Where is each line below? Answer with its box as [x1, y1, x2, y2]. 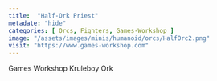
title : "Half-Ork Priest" [8, 11, 99, 20]
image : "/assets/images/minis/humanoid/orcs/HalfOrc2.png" [8, 34, 211, 43]
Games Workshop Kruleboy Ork [8, 63, 114, 73]
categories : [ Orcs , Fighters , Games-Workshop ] [8, 26, 174, 34]
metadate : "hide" [8, 19, 67, 27]
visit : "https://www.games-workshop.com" [8, 42, 149, 50]
